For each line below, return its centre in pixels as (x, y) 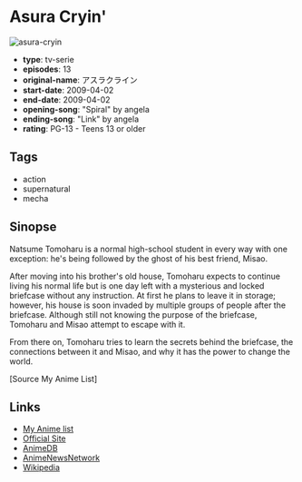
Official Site (44, 438)
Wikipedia (41, 467)
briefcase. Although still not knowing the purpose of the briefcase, (133, 314)
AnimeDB (40, 448)
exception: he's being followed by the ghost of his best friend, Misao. (139, 258)
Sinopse (33, 227)
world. (21, 361)
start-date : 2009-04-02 (68, 90)
